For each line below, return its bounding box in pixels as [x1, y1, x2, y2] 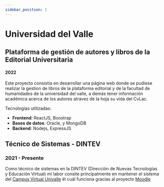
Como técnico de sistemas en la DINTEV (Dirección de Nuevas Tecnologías [5, 166, 158, 172]
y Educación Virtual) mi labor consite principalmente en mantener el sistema [5, 171, 160, 177]
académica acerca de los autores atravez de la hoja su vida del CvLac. [5, 96, 148, 102]
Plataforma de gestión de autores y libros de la [5, 48, 150, 57]
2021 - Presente [5, 155, 44, 161]
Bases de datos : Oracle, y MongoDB [12, 120, 87, 126]
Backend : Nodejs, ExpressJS [12, 125, 72, 131]
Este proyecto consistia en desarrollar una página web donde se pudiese [5, 80, 153, 86]
